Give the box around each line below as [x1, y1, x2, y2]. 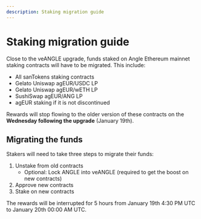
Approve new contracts [15, 181, 74, 189]
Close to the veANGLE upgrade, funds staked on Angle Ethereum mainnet [6, 55, 190, 62]
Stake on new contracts [15, 188, 74, 195]
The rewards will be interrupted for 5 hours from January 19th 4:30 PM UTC [6, 200, 196, 207]
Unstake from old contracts [15, 162, 84, 169]
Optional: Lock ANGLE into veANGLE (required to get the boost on [24, 169, 189, 176]
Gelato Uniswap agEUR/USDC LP [15, 79, 98, 87]
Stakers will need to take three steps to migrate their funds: [6, 151, 154, 158]
